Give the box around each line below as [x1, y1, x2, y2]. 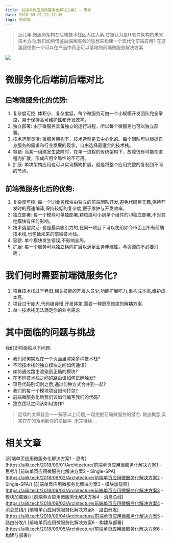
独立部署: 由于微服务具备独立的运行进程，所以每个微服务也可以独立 [12, 123, 154, 129]
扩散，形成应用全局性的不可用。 [21, 155, 89, 161]
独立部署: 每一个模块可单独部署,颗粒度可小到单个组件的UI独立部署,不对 [12, 212, 162, 218]
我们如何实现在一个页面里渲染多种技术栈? [12, 356, 101, 362]
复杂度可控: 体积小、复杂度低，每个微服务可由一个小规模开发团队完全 [12, 111, 159, 117]
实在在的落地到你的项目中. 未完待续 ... [17, 418, 97, 424]
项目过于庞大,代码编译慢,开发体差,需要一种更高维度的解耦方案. [12, 300, 143, 307]
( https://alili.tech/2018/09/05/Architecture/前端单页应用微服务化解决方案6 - [5, 526, 163, 532]
